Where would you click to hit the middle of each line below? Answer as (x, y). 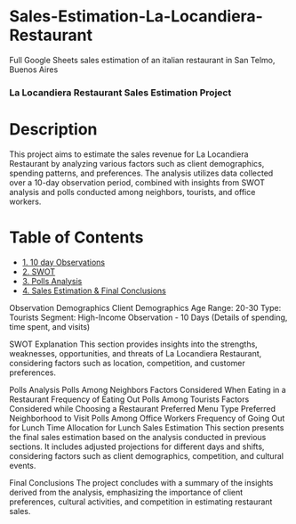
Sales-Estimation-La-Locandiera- (136, 16)
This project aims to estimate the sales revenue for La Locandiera (129, 154)
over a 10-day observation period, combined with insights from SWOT (137, 182)
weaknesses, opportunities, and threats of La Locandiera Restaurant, (136, 353)
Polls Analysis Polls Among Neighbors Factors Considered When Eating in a (148, 389)
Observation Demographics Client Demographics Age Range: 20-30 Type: (145, 307)
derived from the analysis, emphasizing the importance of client (126, 492)
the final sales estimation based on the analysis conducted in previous (138, 437)
